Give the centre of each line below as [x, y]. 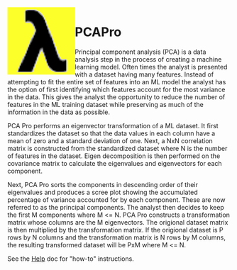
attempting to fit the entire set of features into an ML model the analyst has [117, 81]
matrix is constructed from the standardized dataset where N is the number [117, 148]
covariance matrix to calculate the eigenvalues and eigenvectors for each [115, 163]
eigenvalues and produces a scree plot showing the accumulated [103, 192]
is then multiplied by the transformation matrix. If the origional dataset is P [115, 230]
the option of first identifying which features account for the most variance [116, 89]
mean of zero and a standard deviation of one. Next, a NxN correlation [110, 140]
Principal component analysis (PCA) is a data [140, 52]
